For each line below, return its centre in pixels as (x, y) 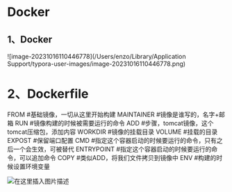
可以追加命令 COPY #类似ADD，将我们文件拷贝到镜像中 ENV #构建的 (118, 157)
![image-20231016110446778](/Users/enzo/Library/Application (97, 56)
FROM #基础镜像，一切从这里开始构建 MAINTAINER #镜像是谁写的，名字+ (113, 114)
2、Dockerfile (48, 94)
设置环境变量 (31, 166)
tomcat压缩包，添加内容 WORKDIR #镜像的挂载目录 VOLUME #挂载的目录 (113, 132)
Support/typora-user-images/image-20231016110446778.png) (97, 64)
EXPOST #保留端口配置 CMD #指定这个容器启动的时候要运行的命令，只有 (112, 140)
